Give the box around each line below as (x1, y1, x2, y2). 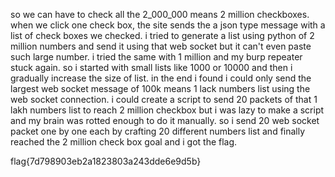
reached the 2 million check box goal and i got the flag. (10, 136, 238, 148)
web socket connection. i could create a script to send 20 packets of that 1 (10, 94, 318, 105)
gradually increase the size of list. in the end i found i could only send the (10, 72, 312, 84)
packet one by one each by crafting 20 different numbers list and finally (10, 125, 306, 137)
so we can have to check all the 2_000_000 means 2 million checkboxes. (10, 9, 310, 20)
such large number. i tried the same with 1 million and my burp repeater (10, 51, 303, 63)
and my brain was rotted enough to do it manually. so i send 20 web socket (10, 115, 320, 126)
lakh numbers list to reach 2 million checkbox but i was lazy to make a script (10, 104, 325, 116)
